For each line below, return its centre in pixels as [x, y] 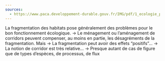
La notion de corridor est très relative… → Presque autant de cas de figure [80, 48]
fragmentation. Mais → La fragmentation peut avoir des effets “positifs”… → [82, 43]
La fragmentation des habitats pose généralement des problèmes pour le [79, 28]
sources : [14, 9]
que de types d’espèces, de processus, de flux [52, 53]
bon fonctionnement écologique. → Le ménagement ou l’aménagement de [80, 33]
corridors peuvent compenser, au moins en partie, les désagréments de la [80, 38]
